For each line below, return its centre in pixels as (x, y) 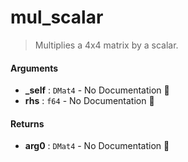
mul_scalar (57, 17)
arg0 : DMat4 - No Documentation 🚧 (97, 146)
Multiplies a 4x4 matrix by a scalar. (106, 45)
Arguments (34, 68)
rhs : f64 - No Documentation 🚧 (89, 101)
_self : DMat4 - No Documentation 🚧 (97, 90)
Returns (27, 123)
